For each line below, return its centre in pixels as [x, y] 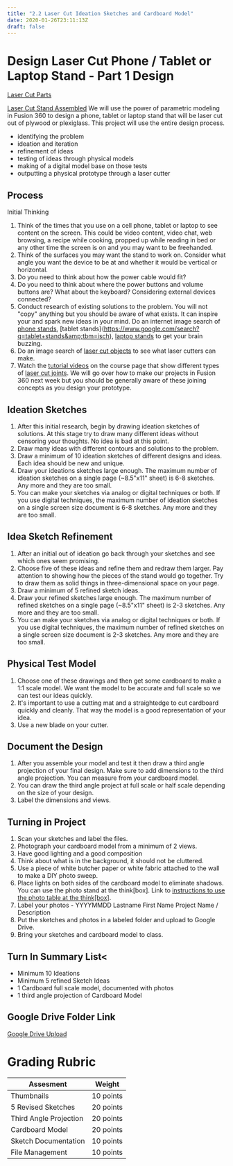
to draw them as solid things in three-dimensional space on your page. [118, 583]
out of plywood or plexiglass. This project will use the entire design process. [116, 123]
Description [34, 913]
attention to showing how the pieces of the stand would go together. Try [120, 575]
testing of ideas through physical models [75, 159]
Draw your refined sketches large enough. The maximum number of [114, 597]
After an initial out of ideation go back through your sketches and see [116, 553]
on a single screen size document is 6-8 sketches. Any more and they [117, 507]
